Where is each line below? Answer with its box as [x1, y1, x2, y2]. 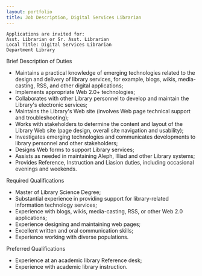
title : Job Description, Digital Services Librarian [6, 14, 142, 20]
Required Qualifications [6, 177, 65, 184]
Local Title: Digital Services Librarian [6, 42, 112, 48]
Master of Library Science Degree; [14, 188, 101, 196]
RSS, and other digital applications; [36, 82, 124, 89]
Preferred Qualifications [6, 245, 66, 252]
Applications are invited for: [6, 31, 85, 37]
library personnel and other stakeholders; [14, 139, 118, 146]
